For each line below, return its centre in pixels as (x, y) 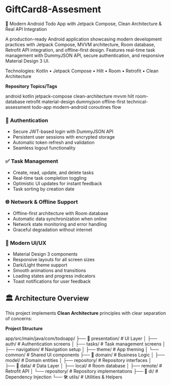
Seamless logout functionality (44, 148)
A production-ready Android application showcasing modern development (84, 39)
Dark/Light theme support (40, 265)
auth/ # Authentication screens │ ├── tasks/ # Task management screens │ (85, 344)
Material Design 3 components (45, 254)
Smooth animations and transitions (49, 271)
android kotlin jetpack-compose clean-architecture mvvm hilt (70, 96)
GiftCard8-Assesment (53, 9)
